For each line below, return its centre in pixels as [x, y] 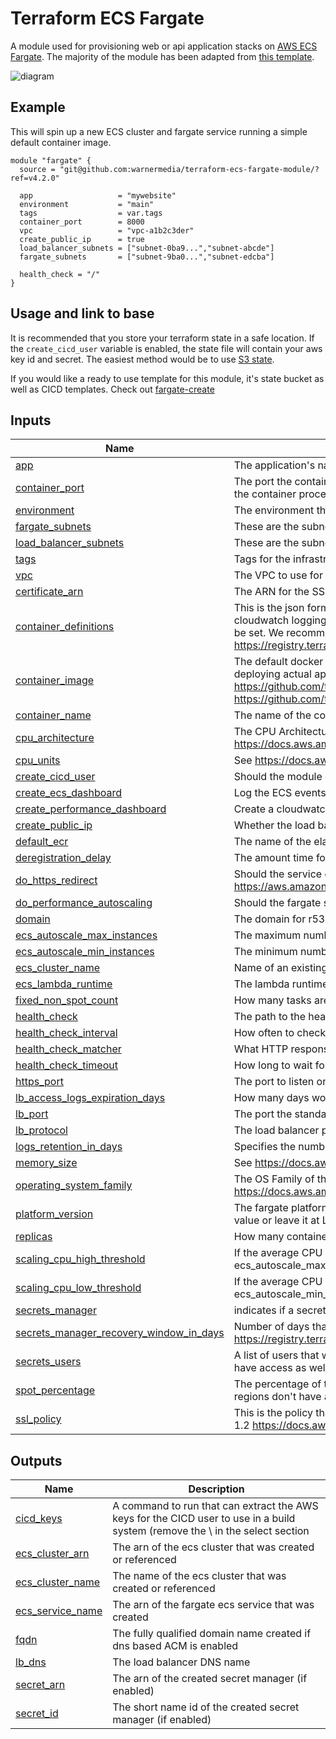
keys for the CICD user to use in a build [204, 1519]
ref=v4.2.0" [35, 178]
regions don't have [277, 1397]
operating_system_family [74, 1185]
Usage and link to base [82, 313]
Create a [254, 809]
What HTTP [261, 1049]
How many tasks [272, 1000]
